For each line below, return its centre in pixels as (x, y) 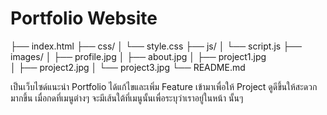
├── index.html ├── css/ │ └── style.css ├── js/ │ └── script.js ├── (156, 46)
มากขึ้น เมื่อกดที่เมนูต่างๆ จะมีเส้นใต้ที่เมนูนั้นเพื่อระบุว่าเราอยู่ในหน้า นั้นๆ (127, 98)
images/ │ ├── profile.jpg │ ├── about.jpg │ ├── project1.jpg (138, 56)
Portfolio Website (84, 18)
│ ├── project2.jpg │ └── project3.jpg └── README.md (128, 67)
